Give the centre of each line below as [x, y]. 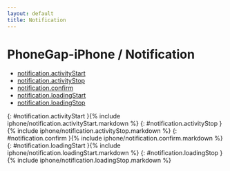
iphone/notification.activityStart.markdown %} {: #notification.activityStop [113, 124]
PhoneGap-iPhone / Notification [101, 54]
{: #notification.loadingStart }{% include [64, 145]
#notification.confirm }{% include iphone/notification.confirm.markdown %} [115, 138]
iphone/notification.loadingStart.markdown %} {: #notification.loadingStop [113, 153]
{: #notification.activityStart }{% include [64, 116]
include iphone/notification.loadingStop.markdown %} [94, 161]
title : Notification [37, 20]
